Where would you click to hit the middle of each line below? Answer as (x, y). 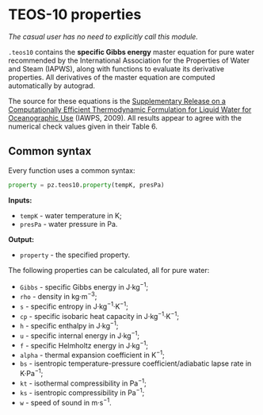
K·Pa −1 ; (31, 372)
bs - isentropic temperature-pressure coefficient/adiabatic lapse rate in (135, 363)
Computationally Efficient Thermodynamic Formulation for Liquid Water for (130, 110)
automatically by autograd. (52, 86)
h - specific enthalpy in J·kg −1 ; (69, 325)
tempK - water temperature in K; (71, 215)
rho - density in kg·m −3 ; (58, 296)
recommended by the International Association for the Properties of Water (129, 60)
